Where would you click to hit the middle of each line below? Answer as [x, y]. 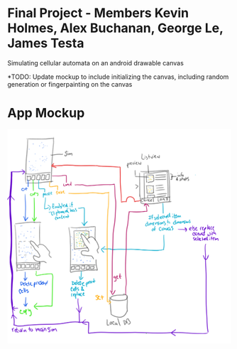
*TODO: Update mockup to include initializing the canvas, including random [118, 77]
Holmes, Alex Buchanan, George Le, [115, 28]
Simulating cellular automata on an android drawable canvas [96, 63]
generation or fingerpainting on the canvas [70, 84]
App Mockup [46, 113]
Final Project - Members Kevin [98, 13]
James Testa [46, 43]
